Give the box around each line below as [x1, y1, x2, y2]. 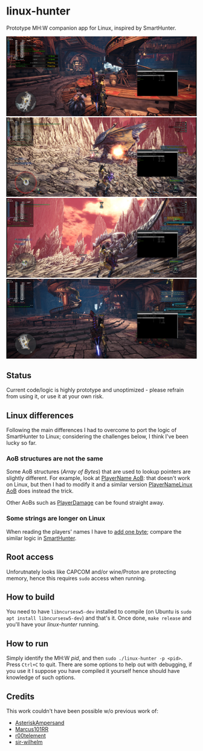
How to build [6, 592, 55, 602]
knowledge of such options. [6, 674, 76, 681]
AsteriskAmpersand [14, 719, 65, 727]
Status [6, 370, 32, 381]
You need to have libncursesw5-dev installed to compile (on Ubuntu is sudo [6, 608, 192, 615]
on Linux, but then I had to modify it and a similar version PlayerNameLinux [6, 481, 193, 488]
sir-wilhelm [14, 738, 43, 746]
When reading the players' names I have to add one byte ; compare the [6, 528, 182, 535]
